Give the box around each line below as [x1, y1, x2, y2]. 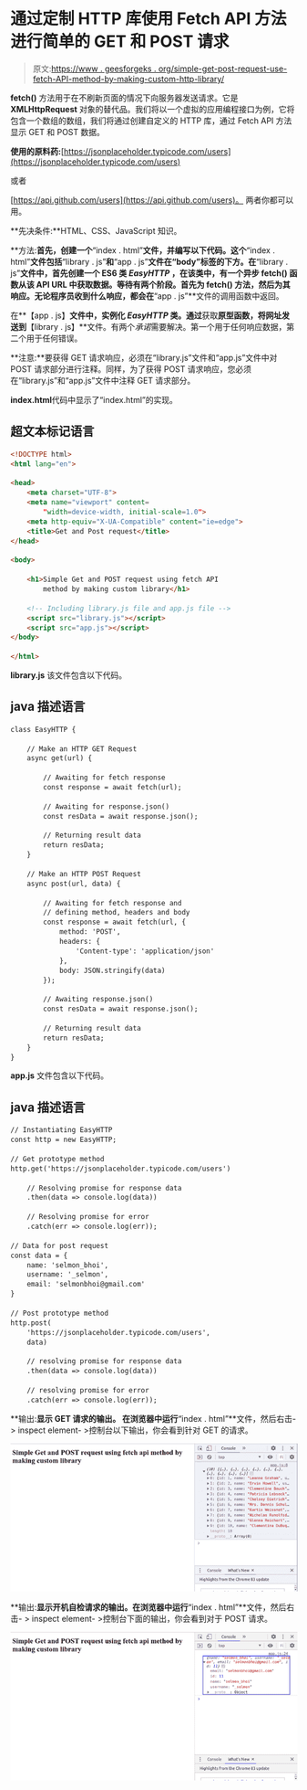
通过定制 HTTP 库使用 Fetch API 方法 [10, 8, 287, 29]
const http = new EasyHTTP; [10, 1135, 118, 1145]
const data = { [10, 1251, 68, 1260]
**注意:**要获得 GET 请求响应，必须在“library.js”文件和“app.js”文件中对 [10, 352, 278, 363]
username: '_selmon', [26, 1270, 108, 1279]
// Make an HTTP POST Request [26, 869, 142, 878]
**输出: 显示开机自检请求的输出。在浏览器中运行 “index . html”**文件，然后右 [10, 1602, 295, 1613]
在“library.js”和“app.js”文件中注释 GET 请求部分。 [10, 375, 196, 386]
